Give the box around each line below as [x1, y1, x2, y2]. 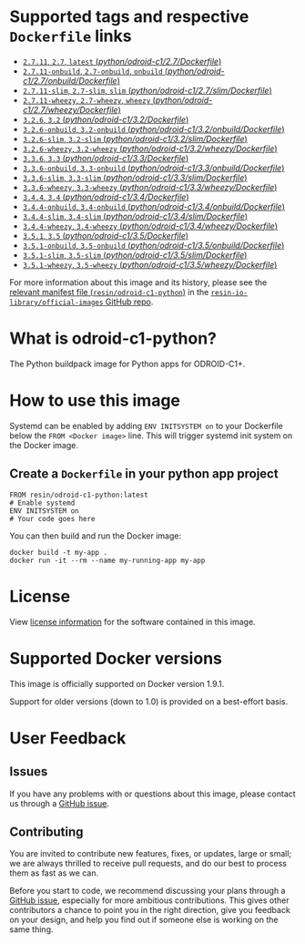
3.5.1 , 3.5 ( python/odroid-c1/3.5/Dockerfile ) [22, 230, 189, 241]
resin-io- [210, 288, 249, 297]
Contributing [9, 824, 84, 839]
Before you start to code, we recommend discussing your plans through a [9, 886, 286, 897]
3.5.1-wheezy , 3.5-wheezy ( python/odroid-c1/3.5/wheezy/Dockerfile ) [22, 259, 278, 270]
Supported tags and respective [9, 6, 249, 27]
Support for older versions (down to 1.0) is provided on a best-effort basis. [9, 695, 289, 707]
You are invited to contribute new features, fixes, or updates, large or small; [9, 848, 292, 859]
